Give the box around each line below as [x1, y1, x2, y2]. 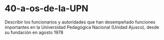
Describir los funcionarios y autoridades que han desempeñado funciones [4, 19, 156, 25]
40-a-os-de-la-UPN [4, 3, 88, 14]
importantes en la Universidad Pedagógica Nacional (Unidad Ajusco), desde [4, 24, 160, 30]
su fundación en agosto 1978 [4, 29, 64, 35]
